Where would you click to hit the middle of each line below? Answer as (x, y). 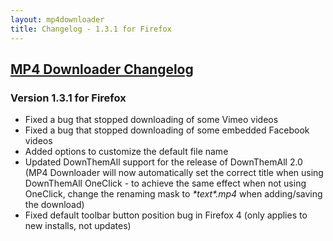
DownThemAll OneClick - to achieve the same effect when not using (165, 183)
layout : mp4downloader (57, 19)
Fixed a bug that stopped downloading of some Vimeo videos (151, 120)
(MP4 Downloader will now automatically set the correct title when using (174, 173)
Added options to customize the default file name (126, 152)
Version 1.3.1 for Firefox (68, 98)
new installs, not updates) (78, 226)
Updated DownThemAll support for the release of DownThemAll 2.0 (163, 162)
